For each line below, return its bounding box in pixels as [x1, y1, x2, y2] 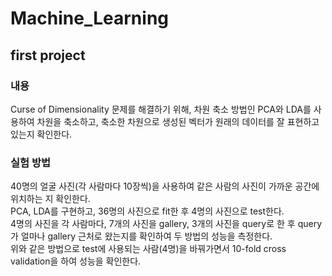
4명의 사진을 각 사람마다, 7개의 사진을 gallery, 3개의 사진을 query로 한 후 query [10, 218, 323, 230]
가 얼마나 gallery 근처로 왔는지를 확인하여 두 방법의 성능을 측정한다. [10, 230, 273, 242]
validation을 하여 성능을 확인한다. [10, 255, 142, 267]
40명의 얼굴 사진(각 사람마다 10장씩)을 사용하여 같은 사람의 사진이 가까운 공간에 [10, 180, 320, 192]
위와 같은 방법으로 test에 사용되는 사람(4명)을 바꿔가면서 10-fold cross [10, 243, 287, 255]
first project [10, 47, 86, 64]
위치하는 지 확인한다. [10, 193, 91, 205]
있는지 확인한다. [10, 128, 73, 140]
